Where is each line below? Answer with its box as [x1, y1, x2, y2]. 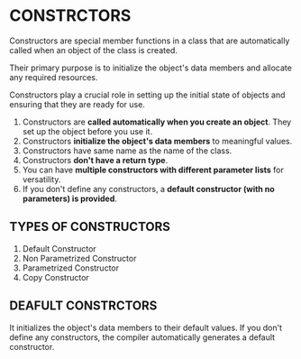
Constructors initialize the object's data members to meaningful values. [22, 135, 293, 146]
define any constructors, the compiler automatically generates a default [9, 331, 276, 343]
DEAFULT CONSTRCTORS [9, 299, 158, 314]
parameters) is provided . [22, 193, 117, 204]
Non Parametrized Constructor [22, 253, 137, 263]
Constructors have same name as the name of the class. [22, 145, 233, 156]
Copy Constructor [22, 272, 90, 282]
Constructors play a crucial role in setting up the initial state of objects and [9, 89, 286, 100]
